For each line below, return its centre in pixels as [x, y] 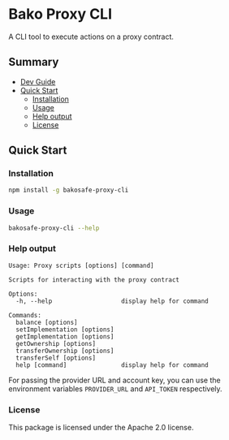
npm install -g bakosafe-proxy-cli [69, 190]
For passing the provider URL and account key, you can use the [114, 380]
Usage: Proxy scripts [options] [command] [81, 265]
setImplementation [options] [65, 330]
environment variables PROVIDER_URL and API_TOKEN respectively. [115, 388]
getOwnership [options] [56, 343]
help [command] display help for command [112, 365]
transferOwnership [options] [65, 351]
